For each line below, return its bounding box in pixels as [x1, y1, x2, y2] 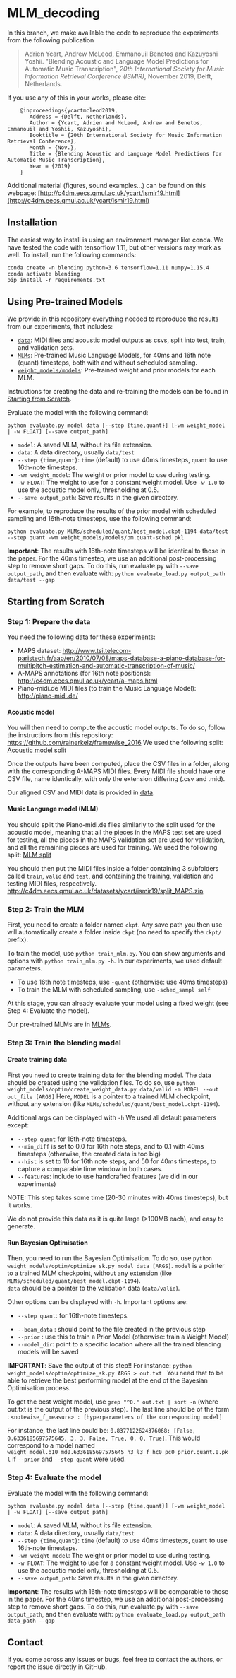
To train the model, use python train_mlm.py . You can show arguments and [7, 949, 225, 957]
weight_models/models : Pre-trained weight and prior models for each [17, 365, 216, 374]
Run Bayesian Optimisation [7, 1238, 88, 1247]
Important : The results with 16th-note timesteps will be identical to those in [7, 546, 225, 555]
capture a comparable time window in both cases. [17, 1165, 163, 1173]
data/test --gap [7, 576, 55, 584]
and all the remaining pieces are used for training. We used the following [7, 843, 218, 851]
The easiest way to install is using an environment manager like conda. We [7, 235, 224, 244]
